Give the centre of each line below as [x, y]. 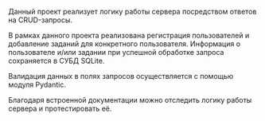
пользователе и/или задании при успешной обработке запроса [116, 52]
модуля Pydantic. [37, 84]
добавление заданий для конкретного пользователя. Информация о [125, 44]
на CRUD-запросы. [41, 20]
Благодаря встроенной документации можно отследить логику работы [130, 100]
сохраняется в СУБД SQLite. [57, 60]
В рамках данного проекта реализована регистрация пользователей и [129, 35]
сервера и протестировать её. [60, 108]
